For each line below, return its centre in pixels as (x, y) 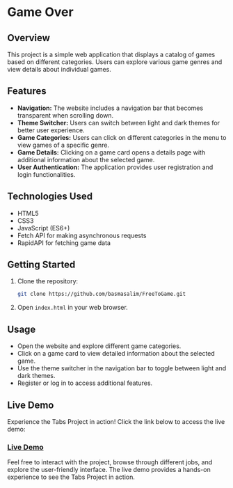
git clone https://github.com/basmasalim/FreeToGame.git (102, 294)
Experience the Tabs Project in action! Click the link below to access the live (116, 421)
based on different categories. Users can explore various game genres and (115, 62)
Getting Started (41, 265)
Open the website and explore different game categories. (99, 346)
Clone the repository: (48, 281)
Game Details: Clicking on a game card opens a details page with (111, 152)
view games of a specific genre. (63, 145)
